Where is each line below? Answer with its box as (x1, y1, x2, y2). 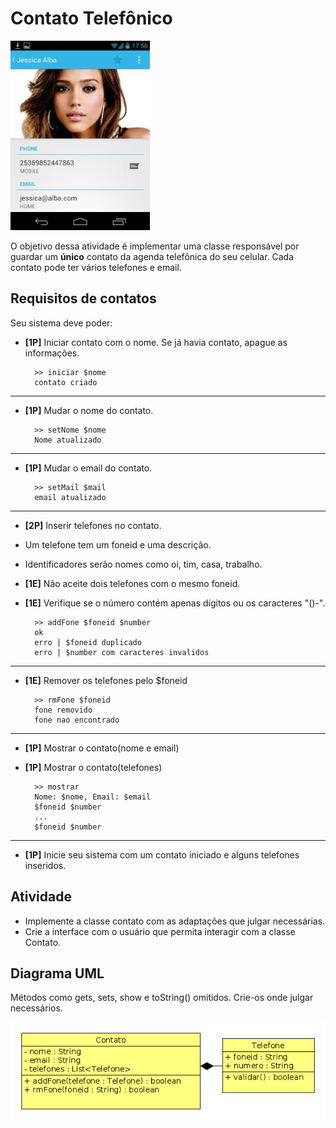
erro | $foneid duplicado (34, 637, 142, 647)
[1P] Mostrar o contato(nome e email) (24, 742, 180, 754)
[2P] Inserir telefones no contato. (24, 519, 162, 531)
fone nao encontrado (34, 715, 120, 725)
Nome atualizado (34, 435, 102, 445)
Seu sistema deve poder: (10, 317, 113, 329)
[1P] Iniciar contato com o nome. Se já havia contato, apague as (24, 336, 288, 348)
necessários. (10, 1002, 63, 1014)
